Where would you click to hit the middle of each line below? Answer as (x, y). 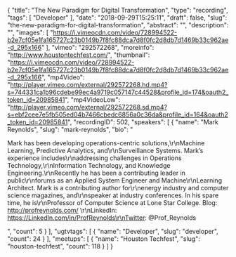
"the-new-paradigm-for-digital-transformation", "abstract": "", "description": (118, 25)
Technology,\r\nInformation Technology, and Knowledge (89, 165)
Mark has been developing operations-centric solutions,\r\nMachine (106, 143)
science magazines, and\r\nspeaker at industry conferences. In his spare (113, 195)
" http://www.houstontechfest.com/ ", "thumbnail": (79, 55)
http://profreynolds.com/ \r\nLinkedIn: (62, 210)
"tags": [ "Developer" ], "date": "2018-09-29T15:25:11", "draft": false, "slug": (117, 18)
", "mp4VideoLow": (92, 100)
